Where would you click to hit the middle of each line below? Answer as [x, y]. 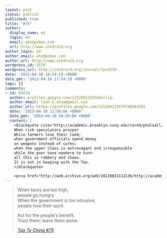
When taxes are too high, [43, 190]
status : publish [22, 14]
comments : [15, 88]
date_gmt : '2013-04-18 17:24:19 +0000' [46, 79]
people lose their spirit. [41, 206]
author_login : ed [23, 51]
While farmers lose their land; [47, 135]
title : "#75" [19, 24]
